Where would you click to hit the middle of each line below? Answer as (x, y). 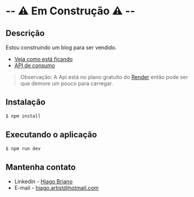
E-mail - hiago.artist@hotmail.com (57, 188)
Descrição (25, 33)
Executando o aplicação (51, 135)
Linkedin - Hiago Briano (43, 181)
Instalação (26, 102)
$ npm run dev (23, 148)
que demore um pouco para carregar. (66, 83)
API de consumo (34, 65)
